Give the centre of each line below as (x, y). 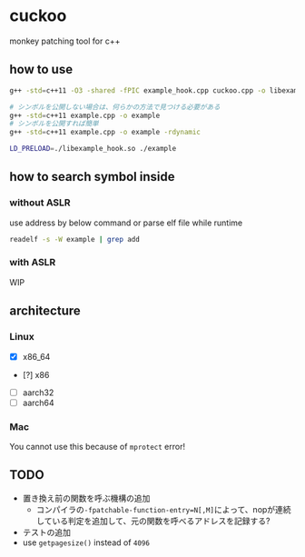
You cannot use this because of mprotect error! (98, 447)
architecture (45, 311)
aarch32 (38, 393)
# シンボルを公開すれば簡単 (54, 124)
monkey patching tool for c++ (65, 41)
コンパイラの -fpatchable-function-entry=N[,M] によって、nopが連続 (164, 509)
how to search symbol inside (92, 177)
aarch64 (38, 403)
